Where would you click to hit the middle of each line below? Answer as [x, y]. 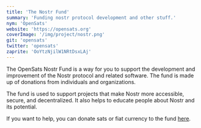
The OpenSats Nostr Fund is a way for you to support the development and [101, 69]
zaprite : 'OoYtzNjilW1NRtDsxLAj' [49, 52]
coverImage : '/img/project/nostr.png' [56, 35]
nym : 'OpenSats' [27, 23]
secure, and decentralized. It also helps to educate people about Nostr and [100, 100]
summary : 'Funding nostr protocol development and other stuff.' [91, 18]
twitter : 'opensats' [33, 46]
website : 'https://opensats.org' [49, 29]
